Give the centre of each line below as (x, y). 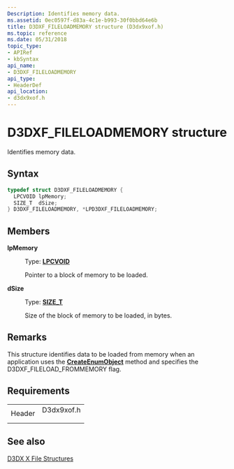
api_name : (22, 66)
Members (29, 231)
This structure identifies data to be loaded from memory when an (101, 354)
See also (26, 441)
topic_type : (24, 46)
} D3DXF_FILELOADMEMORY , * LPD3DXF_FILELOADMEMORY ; (82, 209)
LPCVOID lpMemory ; (41, 196)
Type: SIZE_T (44, 302)
